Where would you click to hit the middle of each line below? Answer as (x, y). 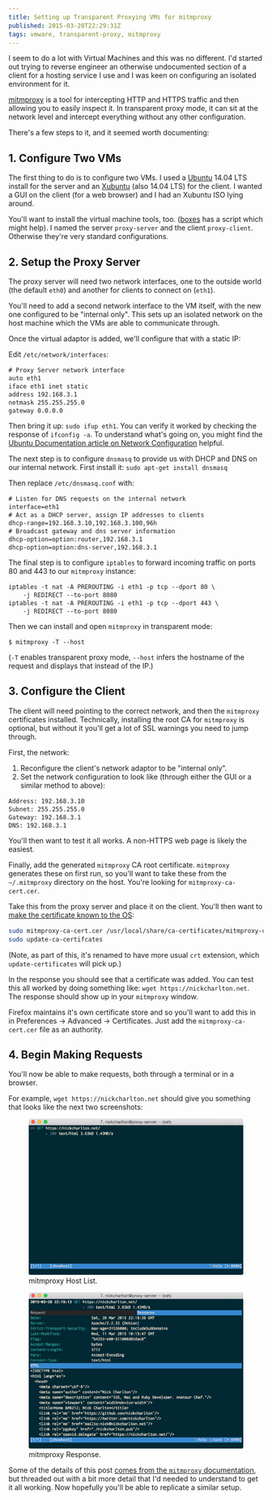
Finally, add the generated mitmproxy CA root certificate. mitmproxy (119, 865)
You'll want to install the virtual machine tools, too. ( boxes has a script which (136, 220)
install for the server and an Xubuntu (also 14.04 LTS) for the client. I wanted (136, 186)
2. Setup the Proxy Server (74, 262)
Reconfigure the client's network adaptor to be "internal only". (123, 768)
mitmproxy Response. (65, 1455)
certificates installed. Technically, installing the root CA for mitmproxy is (127, 719)
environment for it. (39, 84)
